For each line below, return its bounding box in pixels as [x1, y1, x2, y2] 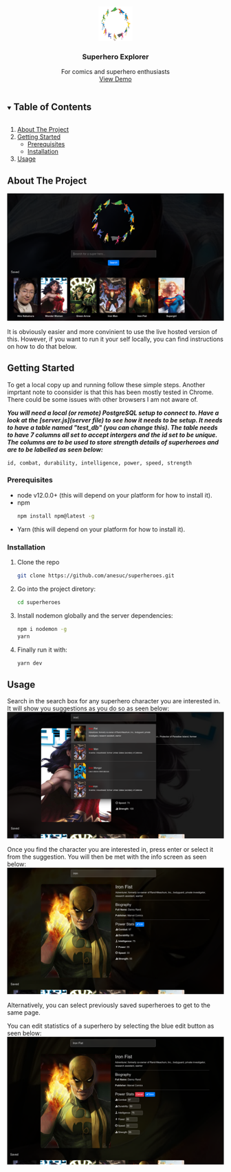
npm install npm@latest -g [16, 512, 95, 520]
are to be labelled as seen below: [7, 445, 103, 453]
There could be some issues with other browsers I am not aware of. [7, 395, 198, 403]
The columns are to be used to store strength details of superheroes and [7, 438, 219, 446]
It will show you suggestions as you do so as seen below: [7, 704, 170, 713]
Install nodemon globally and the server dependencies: [16, 611, 173, 620]
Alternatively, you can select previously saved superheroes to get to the [7, 1001, 211, 1010]
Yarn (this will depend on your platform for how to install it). [16, 525, 186, 534]
